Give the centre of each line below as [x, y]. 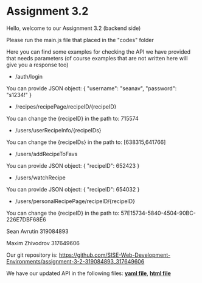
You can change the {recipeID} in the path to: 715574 [72, 118]
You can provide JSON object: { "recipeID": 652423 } [73, 165]
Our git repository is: [32, 255]
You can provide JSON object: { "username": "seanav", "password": [92, 88]
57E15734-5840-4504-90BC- [158, 213]
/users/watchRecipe [40, 177]
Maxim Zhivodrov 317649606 [43, 243]
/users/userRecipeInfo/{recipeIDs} [58, 130]
